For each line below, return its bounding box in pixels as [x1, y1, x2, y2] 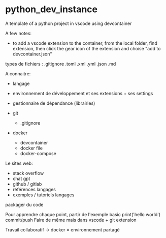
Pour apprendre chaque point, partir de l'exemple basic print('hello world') [5, 211, 161, 217]
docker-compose [20, 150, 57, 156]
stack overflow [12, 170, 44, 176]
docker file [20, 145, 43, 151]
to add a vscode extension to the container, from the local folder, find [12, 40, 157, 46]
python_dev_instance [5, 4, 98, 15]
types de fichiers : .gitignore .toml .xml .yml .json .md [5, 61, 116, 67]
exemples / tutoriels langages [12, 192, 75, 198]
